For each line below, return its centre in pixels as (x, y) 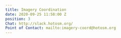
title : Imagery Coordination (36, 10)
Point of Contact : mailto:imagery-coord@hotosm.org (60, 28)
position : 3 (18, 19)
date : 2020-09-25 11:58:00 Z (36, 14)
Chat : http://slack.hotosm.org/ (39, 23)
